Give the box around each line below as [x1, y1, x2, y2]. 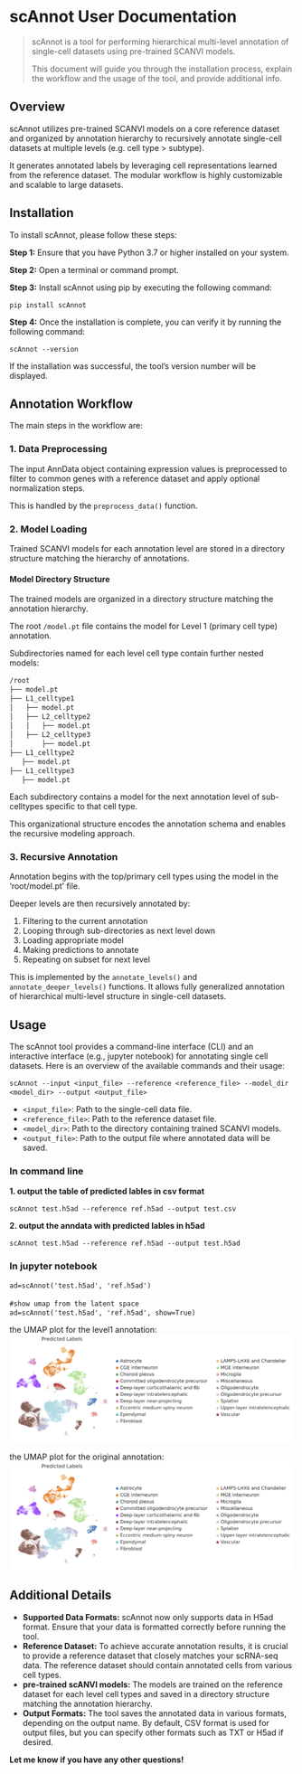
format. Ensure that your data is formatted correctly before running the [22, 1621, 287, 1632]
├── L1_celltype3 [9, 767, 75, 776]
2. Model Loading [9, 523, 88, 535]
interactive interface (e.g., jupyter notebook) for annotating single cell [9, 1051, 269, 1062]
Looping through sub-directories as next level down [22, 925, 216, 937]
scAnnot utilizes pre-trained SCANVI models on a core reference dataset [9, 123, 280, 134]
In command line [9, 1165, 84, 1177]
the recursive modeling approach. [9, 828, 136, 839]
